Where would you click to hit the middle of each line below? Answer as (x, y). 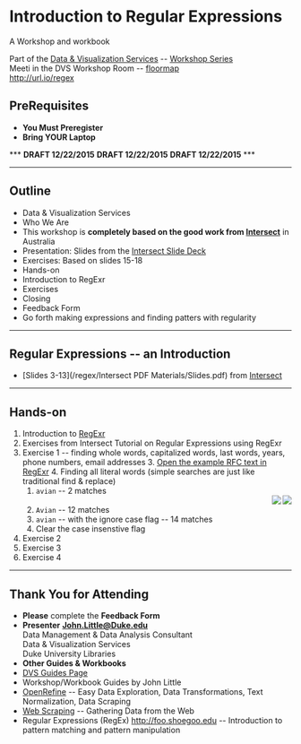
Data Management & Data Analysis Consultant (107, 635)
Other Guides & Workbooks (74, 663)
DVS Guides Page (55, 673)
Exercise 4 (42, 558)
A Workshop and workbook (60, 41)
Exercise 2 (42, 539)
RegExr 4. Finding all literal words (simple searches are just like (138, 471)
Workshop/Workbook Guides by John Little (102, 682)
